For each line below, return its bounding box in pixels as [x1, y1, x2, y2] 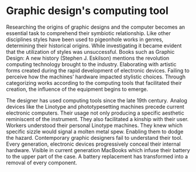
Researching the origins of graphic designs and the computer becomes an [6, 23, 185, 30]
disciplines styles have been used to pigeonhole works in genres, [6, 36, 164, 43]
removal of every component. [6, 159, 77, 166]
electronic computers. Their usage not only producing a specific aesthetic [6, 109, 184, 116]
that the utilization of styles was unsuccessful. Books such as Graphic [6, 48, 175, 55]
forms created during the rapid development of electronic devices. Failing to [6, 67, 190, 74]
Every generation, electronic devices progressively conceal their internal [6, 140, 181, 147]
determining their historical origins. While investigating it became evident [6, 42, 182, 49]
